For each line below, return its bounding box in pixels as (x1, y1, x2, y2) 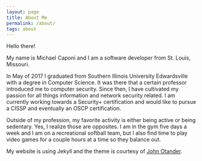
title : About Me (6, 15, 47, 21)
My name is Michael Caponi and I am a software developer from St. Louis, (6, 54, 191, 61)
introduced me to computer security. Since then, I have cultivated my (6, 86, 179, 93)
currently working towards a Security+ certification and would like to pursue (6, 98, 197, 106)
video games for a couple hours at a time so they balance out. (6, 136, 161, 143)
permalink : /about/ (6, 20, 56, 26)
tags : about (6, 26, 36, 32)
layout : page (6, 9, 39, 15)
